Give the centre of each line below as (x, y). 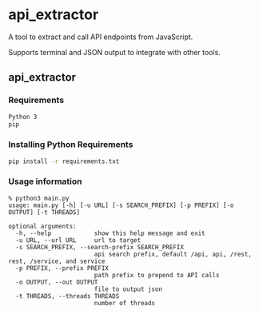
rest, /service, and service (57, 261)
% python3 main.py (39, 198)
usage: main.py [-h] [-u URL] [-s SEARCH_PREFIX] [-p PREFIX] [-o (121, 205)
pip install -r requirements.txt (64, 161)
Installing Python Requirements (71, 145)
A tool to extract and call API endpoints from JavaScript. (101, 37)
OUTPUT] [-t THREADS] (44, 212)
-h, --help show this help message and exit (110, 233)
